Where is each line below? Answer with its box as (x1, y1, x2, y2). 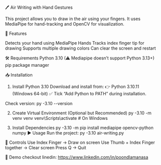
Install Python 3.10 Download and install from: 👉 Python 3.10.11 (12, 83, 139, 89)
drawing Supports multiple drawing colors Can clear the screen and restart (5, 45, 156, 51)
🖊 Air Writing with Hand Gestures (5, 4, 73, 10)
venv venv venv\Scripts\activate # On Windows (12, 115, 108, 121)
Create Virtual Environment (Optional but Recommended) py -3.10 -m (12, 110, 152, 116)
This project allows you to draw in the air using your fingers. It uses (5, 16, 141, 22)
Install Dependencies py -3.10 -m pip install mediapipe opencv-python (12, 125, 154, 131)
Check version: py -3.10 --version (5, 101, 73, 106)
